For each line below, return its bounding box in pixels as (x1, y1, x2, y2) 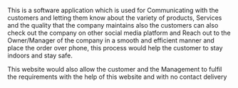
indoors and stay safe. (7, 51, 73, 60)
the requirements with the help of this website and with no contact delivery (7, 72, 227, 81)
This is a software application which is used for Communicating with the (7, 6, 219, 14)
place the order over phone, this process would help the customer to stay (7, 44, 223, 52)
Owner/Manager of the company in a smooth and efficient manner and (7, 36, 215, 45)
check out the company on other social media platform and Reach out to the (7, 28, 231, 37)
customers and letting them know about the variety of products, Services (7, 13, 222, 22)
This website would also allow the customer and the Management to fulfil (7, 65, 222, 73)
